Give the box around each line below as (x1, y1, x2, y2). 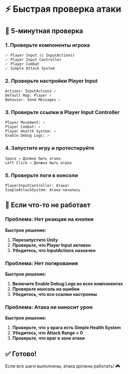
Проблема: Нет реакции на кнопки (5, 216, 94, 223)
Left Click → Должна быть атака (5, 160, 72, 165)
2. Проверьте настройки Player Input (5, 77, 98, 84)
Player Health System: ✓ (5, 129, 56, 134)
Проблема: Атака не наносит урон (5, 303, 93, 310)
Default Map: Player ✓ (5, 93, 52, 98)
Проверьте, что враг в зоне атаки (12, 335, 85, 341)
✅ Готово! (5, 350, 37, 358)
